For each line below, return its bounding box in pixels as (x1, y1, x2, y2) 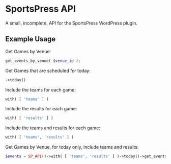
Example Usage (5, 35, 56, 43)
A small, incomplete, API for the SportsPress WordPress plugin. (5, 20, 138, 26)
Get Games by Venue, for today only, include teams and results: (5, 144, 139, 150)
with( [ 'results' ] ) (5, 115, 53, 121)
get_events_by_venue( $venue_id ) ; (5, 58, 81, 63)
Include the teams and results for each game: (5, 125, 101, 131)
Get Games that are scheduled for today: (5, 67, 91, 74)
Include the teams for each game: (5, 86, 76, 92)
